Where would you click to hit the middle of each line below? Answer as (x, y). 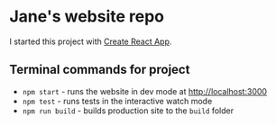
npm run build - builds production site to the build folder (128, 111)
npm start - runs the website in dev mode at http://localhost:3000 (145, 91)
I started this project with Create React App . (91, 41)
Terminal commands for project (100, 70)
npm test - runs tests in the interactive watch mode (117, 101)
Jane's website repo (87, 17)
